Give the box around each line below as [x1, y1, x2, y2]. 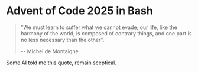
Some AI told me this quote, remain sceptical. [6, 59, 117, 66]
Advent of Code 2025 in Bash [6, 4, 154, 18]
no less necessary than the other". [20, 36, 105, 43]
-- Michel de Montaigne [20, 47, 79, 54]
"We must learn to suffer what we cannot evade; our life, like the [20, 24, 177, 31]
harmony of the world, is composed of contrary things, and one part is [20, 30, 192, 37]
